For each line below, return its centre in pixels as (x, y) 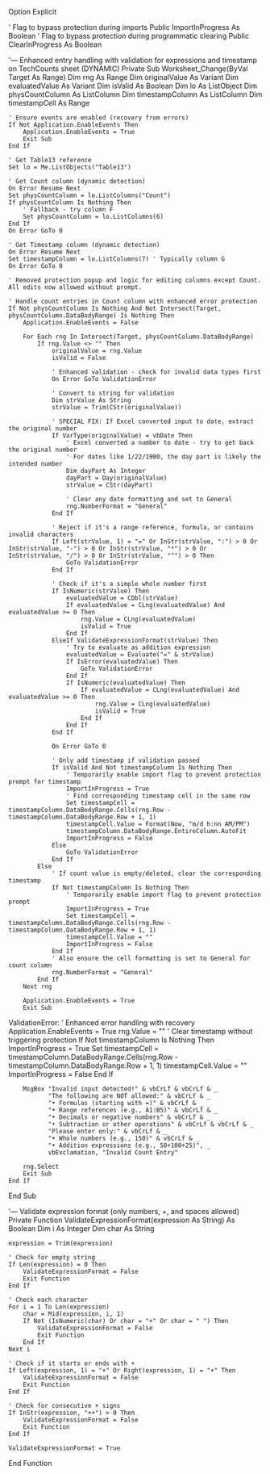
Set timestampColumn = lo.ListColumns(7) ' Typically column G (117, 259)
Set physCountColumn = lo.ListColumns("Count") (90, 195)
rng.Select (41, 1166)
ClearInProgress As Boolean (55, 44)
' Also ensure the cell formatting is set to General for (151, 958)
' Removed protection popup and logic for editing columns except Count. (135, 280)
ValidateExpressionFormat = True (64, 1448)
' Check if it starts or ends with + (72, 1363)
